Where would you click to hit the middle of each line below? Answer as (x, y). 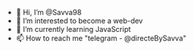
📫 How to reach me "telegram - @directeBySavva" (101, 38)
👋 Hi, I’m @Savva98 (49, 12)
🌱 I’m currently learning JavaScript (73, 29)
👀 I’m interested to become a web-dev (79, 21)
